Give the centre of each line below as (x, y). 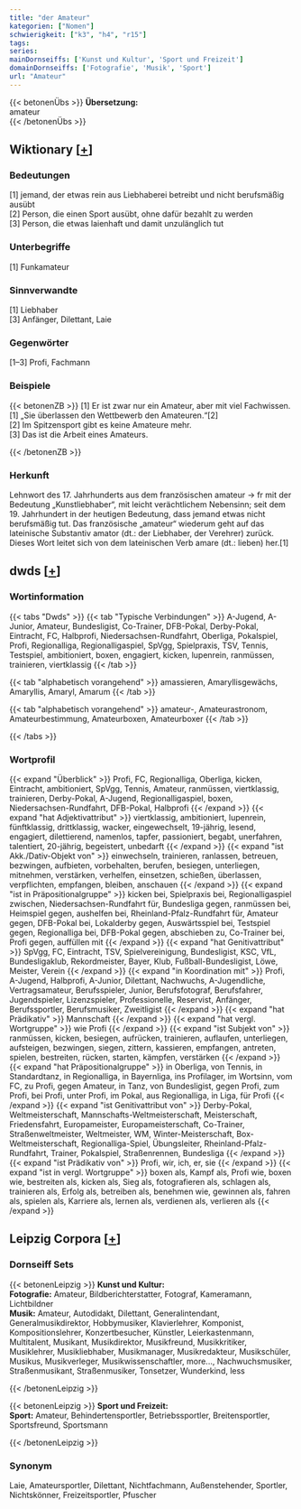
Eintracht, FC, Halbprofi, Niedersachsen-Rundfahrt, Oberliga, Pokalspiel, (144, 635)
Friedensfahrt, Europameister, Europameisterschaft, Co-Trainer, (127, 1124)
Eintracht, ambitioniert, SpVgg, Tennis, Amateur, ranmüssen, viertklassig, (144, 788)
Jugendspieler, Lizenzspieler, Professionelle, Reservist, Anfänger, (131, 999)
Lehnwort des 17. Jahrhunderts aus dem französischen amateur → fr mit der (150, 495)
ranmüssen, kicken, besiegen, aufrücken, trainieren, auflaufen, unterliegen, (149, 1038)
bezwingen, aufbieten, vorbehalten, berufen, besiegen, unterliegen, (135, 865)
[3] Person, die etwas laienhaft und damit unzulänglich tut (116, 224)
